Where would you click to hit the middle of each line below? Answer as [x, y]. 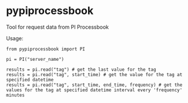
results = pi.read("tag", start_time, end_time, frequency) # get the [94, 85]
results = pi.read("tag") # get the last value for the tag [81, 69]
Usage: [15, 38]
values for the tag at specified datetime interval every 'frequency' [94, 90]
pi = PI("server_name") [35, 59]
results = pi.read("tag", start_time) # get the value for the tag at [94, 74]
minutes [16, 95]
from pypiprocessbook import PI [46, 49]
